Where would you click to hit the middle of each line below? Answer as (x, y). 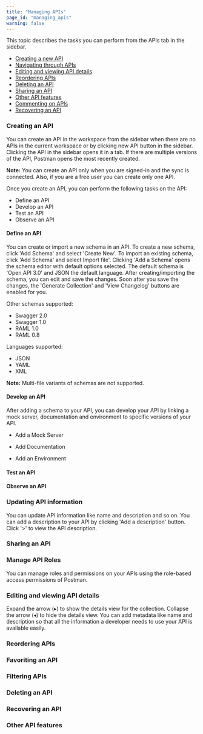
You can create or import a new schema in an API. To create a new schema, (101, 247)
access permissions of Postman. (47, 579)
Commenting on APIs (42, 104)
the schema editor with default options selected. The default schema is (95, 266)
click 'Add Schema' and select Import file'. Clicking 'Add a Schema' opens (98, 260)
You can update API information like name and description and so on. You (98, 515)
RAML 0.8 (27, 335)
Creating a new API (39, 59)
